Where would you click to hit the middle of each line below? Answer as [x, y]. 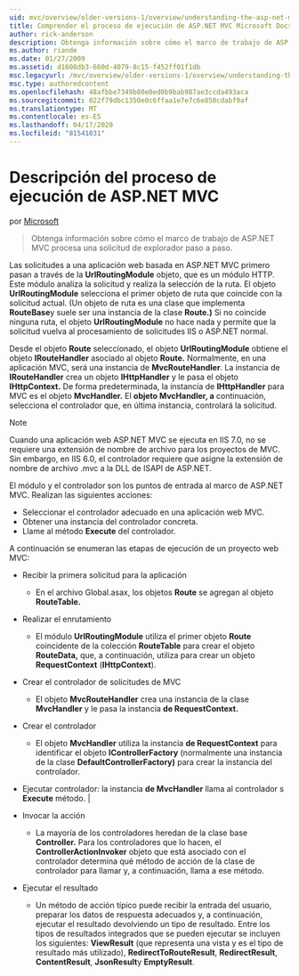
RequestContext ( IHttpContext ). [96, 664]
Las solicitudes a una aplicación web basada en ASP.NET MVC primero [140, 264]
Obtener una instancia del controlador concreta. [110, 521]
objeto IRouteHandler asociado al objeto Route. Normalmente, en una [138, 358]
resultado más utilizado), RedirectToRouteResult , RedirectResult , [156, 952]
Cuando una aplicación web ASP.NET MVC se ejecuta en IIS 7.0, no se [138, 439]
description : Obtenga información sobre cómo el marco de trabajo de [141, 42]
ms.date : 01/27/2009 [48, 59]
